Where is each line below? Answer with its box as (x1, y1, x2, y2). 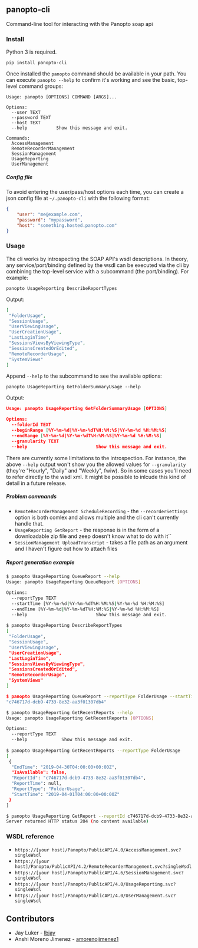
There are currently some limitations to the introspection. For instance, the (6, 454, 187, 461)
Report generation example (6, 559, 75, 566)
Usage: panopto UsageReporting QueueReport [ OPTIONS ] (6, 579, 141, 585)
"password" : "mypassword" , (16, 217, 83, 223)
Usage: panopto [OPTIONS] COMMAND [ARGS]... (6, 94, 117, 100)
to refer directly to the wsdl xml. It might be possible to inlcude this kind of (6, 473, 187, 480)
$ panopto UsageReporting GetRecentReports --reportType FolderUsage (6, 748, 181, 754)
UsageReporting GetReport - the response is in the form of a (14, 527, 160, 534)
